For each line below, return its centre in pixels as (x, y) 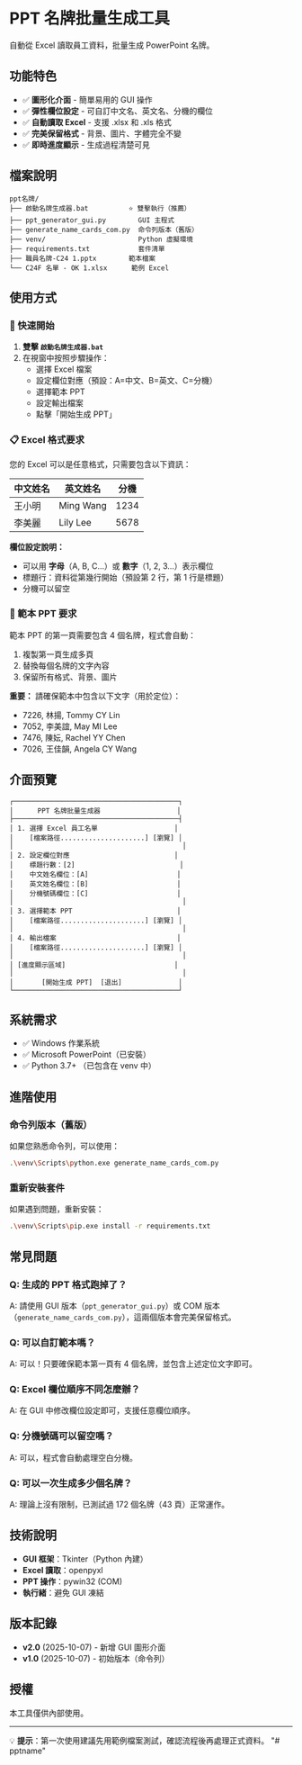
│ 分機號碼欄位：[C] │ (95, 893)
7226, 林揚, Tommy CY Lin (71, 715)
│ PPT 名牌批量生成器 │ (95, 811)
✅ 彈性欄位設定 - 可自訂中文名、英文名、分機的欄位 (117, 111)
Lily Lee (75, 522)
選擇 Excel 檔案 (64, 369)
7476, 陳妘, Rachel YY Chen (74, 737)
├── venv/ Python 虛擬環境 (101, 239)
